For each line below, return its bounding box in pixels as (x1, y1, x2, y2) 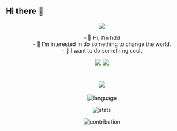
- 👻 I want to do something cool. (61, 47, 143, 54)
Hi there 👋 (5, 6, 44, 17)
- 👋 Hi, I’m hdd (84, 34, 120, 41)
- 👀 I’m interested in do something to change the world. (32, 40, 172, 48)
